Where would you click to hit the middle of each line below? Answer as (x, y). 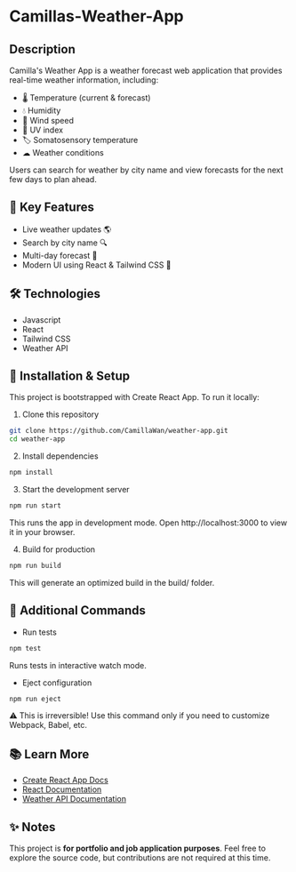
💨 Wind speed (48, 120)
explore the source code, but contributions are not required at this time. (140, 858)
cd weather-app (37, 439)
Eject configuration (57, 683)
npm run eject (36, 699)
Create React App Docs (65, 780)
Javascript (41, 320)
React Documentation (62, 789)
